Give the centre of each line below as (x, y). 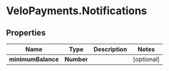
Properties (26, 33)
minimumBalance (34, 59)
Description (110, 49)
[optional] (146, 59)
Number (76, 59)
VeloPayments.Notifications (77, 11)
